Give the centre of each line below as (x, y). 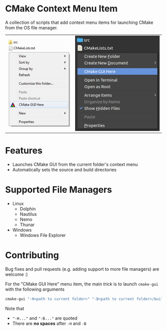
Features (24, 151)
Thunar (27, 225)
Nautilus (28, 214)
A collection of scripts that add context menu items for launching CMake (79, 22)
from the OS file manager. (32, 27)
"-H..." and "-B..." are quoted (45, 318)
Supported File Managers (59, 190)
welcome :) (17, 274)
